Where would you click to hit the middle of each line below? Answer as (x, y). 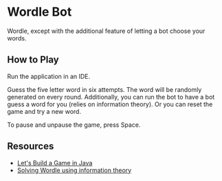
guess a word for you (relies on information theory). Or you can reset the (110, 104)
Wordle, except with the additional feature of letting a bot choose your (106, 31)
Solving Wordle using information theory (74, 170)
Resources (31, 146)
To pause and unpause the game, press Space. (74, 125)
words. (17, 38)
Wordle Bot (40, 12)
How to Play (33, 60)
